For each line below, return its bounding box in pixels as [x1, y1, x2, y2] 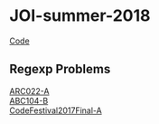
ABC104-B [9, 95, 49, 106]
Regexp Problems [9, 62, 111, 77]
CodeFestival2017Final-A [9, 105, 102, 116]
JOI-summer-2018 [9, 5, 151, 26]
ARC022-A [9, 85, 50, 96]
